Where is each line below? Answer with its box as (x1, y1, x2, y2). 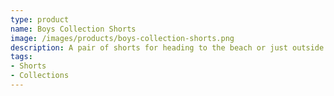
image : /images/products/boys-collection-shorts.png (10, 33, 235, 43)
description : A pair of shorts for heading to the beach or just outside (10, 42, 325, 53)
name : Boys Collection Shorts (10, 24, 137, 34)
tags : (10, 52, 33, 62)
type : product (10, 14, 70, 25)
